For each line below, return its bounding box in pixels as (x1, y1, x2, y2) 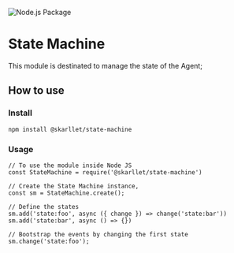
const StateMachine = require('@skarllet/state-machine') (8, 168, 202, 177)
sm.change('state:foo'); (8, 237, 90, 245)
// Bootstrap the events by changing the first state (8, 230, 189, 238)
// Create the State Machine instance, (8, 182, 139, 190)
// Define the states (8, 203, 80, 210)
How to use (8, 84, 65, 98)
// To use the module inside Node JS (8, 162, 132, 169)
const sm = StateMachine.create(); (8, 189, 125, 197)
